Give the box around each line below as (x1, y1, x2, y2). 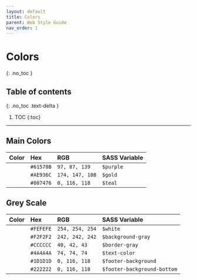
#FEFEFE (30, 225, 52, 232)
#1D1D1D (30, 258, 52, 264)
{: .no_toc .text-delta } (6, 102, 59, 109)
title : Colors (6, 14, 41, 20)
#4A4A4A (30, 249, 52, 256)
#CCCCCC (30, 241, 52, 248)
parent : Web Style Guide (6, 19, 67, 25)
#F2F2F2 (30, 233, 52, 240)
